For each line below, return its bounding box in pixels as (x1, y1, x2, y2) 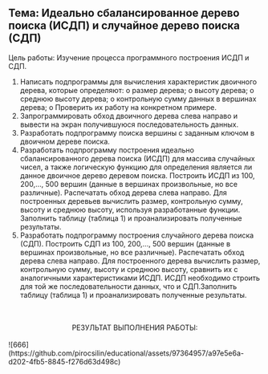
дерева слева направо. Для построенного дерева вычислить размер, (19, 256, 261, 266)
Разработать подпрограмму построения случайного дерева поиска (19, 230, 254, 240)
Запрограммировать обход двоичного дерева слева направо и (19, 111, 238, 120)
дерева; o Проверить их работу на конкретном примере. (19, 102, 217, 112)
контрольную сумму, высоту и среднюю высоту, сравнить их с (19, 264, 238, 274)
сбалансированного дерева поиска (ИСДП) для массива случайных (19, 153, 255, 163)
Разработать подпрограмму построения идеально (19, 144, 195, 155)
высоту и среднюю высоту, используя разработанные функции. (19, 205, 241, 214)
